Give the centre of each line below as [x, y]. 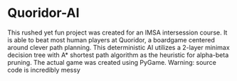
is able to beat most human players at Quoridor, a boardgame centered [111, 39]
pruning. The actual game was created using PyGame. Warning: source [112, 62]
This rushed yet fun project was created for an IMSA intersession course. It [117, 32]
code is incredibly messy [44, 70]
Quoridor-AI [43, 13]
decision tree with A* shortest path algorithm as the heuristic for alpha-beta [118, 55]
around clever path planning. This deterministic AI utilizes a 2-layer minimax [118, 47]
